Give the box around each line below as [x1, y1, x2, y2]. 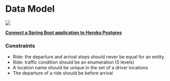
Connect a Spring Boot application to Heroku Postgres [5, 29, 122, 36]
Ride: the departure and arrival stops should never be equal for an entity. [12, 54, 165, 60]
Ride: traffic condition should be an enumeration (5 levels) [12, 59, 135, 65]
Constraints [5, 42, 36, 49]
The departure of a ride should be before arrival [12, 70, 113, 76]
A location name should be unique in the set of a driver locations [12, 65, 149, 71]
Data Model [5, 3, 55, 15]
